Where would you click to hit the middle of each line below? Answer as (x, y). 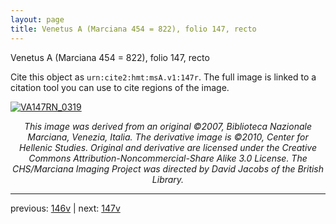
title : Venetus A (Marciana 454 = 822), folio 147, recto (133, 29)
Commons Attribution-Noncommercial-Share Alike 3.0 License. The (168, 158)
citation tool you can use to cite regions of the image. (120, 87)
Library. (168, 179)
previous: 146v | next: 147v (65, 208)
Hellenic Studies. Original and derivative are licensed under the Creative (168, 147)
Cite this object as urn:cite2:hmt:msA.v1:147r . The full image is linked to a (163, 77)
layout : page (37, 19)
